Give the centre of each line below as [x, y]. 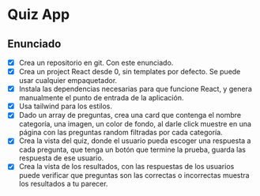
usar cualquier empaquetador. [68, 81]
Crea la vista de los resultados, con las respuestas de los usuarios [126, 167]
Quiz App [39, 15]
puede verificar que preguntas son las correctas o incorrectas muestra [134, 175]
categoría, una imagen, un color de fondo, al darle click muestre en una [135, 124]
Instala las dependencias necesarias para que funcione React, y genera [135, 89]
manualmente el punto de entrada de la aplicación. [101, 98]
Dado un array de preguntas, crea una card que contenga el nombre [130, 115]
